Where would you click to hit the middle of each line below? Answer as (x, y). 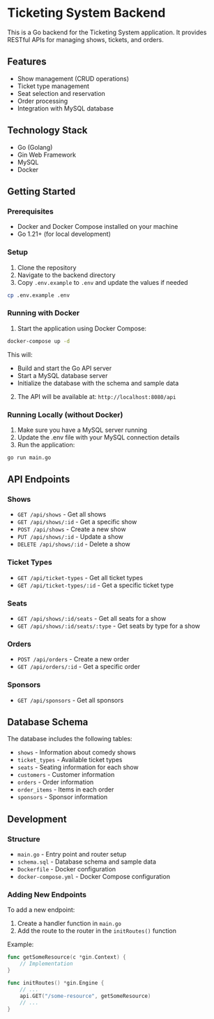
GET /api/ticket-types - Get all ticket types (80, 577)
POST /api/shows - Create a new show (72, 529)
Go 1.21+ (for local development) (64, 234)
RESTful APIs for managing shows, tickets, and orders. (85, 39)
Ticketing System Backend (86, 13)
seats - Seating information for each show (78, 767)
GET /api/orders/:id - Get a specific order (79, 667)
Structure (24, 839)
